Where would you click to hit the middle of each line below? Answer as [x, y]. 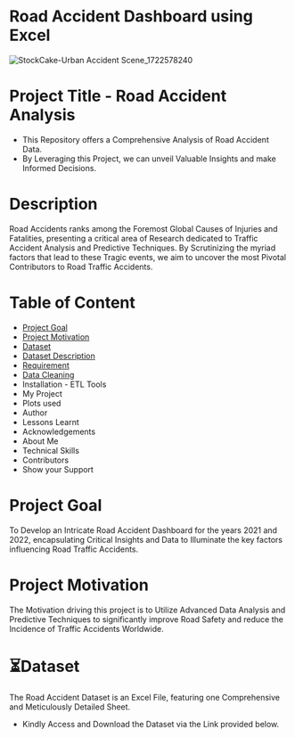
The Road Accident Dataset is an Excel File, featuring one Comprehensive [145, 697]
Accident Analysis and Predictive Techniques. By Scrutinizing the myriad [143, 248]
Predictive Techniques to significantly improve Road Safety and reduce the [146, 619]
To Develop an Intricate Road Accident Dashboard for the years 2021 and [143, 530]
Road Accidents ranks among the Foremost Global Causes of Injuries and [143, 228]
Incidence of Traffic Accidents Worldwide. [86, 628]
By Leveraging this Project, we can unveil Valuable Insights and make [149, 159]
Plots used [41, 403]
